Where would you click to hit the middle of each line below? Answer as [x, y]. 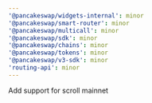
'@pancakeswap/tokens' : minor [58, 53]
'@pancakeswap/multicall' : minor [64, 30]
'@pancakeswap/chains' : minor [58, 46]
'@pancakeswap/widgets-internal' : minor [76, 16]
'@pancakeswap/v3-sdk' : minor [58, 61]
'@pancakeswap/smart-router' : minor [69, 23]
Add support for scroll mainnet [58, 90]
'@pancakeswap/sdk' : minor [53, 38]
